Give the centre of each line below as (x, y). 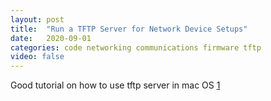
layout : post (37, 19)
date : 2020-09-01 (51, 38)
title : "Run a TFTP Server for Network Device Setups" (129, 29)
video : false (37, 57)
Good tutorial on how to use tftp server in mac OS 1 (115, 85)
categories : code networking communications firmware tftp (136, 47)
